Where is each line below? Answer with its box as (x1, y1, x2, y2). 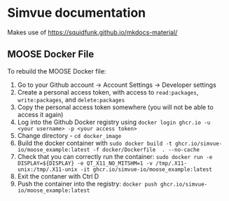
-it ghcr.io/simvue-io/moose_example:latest (80, 166, 212, 173)
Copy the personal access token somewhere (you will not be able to (17, 103, 214, 111)
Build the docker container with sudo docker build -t (17, 139, 173, 147)
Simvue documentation (7, 5, 146, 21)
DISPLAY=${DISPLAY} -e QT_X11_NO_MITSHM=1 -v (17, 160, 153, 167)
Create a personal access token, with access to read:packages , (17, 88, 199, 96)
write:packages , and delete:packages (17, 95, 125, 104)
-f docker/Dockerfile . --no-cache (92, 146, 200, 153)
